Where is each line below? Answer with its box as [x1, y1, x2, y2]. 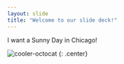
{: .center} [58, 49, 88, 58]
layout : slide [7, 10, 49, 17]
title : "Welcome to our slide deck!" [7, 17, 118, 24]
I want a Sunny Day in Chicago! [7, 35, 98, 44]
